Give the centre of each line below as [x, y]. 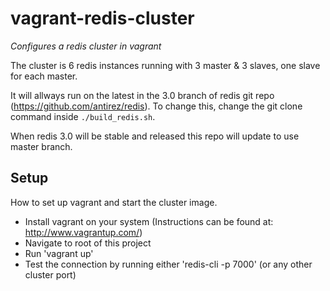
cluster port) [50, 274]
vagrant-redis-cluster [102, 18]
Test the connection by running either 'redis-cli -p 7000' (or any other [168, 264]
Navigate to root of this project [88, 243]
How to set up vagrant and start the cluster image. [114, 202]
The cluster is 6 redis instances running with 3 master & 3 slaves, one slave [165, 65]
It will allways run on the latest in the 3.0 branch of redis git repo [142, 95]
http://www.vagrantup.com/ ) [83, 232]
